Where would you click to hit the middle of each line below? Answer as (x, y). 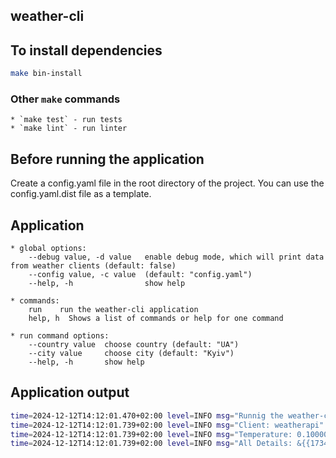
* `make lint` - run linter (69, 129)
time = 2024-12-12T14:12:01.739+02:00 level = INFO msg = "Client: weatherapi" (167, 425)
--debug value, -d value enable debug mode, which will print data (176, 257)
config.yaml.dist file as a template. (81, 194)
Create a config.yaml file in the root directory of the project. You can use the (167, 183)
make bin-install (46, 74)
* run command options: (60, 336)
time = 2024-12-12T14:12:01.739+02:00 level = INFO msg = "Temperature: (151, 434)
